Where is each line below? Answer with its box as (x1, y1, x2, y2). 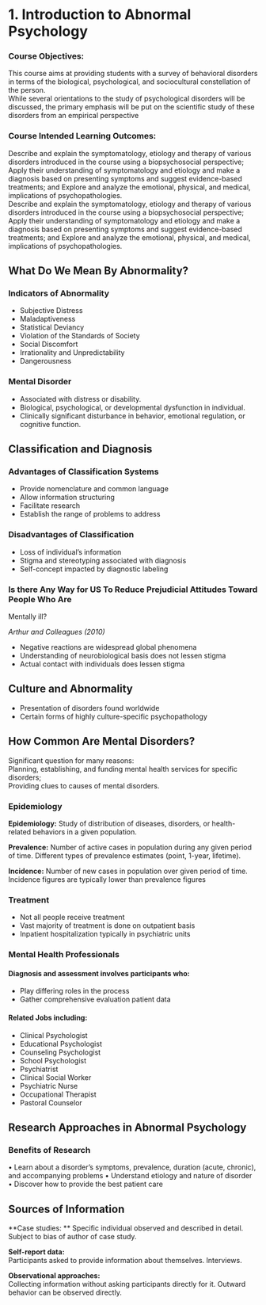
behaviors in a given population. (32, 826, 137, 837)
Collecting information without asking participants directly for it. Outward (8, 1280, 246, 1289)
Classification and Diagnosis (8, 442, 153, 456)
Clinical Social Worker (19, 1072, 92, 1082)
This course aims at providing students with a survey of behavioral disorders (8, 69, 258, 78)
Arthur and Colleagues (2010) (8, 628, 105, 637)
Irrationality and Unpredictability (19, 348, 125, 357)
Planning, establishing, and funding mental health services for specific (8, 764, 237, 773)
